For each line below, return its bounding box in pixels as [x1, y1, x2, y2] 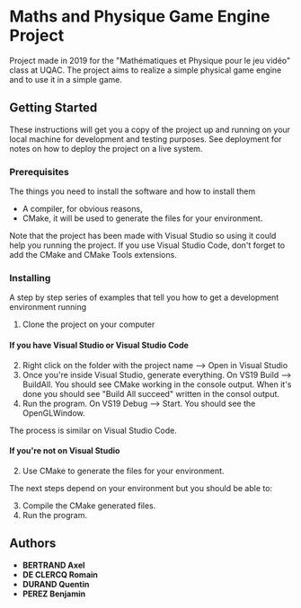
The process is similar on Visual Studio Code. [9, 425, 177, 436]
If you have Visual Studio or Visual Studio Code [9, 339, 189, 350]
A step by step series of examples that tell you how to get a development [9, 292, 279, 303]
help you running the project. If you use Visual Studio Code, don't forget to [9, 240, 286, 251]
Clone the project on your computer [22, 319, 155, 330]
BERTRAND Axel [22, 560, 85, 570]
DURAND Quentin [22, 578, 90, 589]
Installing [9, 271, 51, 284]
